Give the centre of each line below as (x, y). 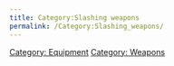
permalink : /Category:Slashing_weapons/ (87, 26)
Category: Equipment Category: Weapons (87, 52)
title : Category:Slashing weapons (75, 18)
